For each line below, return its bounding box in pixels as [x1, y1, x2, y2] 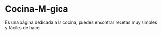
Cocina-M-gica [5, 3, 68, 15]
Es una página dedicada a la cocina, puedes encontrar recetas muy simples [5, 19, 157, 25]
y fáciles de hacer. [5, 24, 42, 30]
